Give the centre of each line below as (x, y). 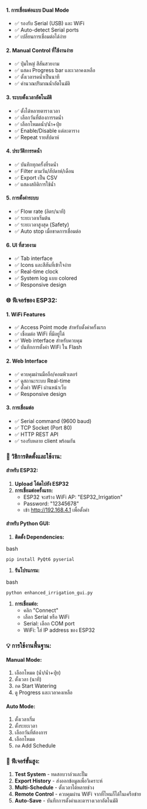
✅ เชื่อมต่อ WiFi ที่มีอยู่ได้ (40, 334)
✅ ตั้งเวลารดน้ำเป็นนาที (37, 77)
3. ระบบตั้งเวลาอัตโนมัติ (29, 97)
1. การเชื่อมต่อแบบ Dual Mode (37, 10)
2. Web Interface (27, 361)
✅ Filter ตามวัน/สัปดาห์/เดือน (44, 171)
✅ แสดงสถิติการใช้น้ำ (35, 184)
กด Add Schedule (35, 746)
